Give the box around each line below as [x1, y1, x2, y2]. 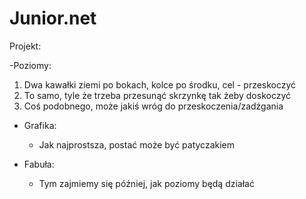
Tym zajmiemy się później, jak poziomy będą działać [38, 177, 255, 189]
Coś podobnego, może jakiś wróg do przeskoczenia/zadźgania [23, 100, 284, 112]
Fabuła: [23, 158, 55, 170]
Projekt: [9, 40, 42, 52]
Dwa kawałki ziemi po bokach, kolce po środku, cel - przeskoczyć [23, 78, 297, 91]
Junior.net [9, 7, 97, 30]
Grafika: [23, 119, 57, 131]
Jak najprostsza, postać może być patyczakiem [38, 138, 235, 151]
